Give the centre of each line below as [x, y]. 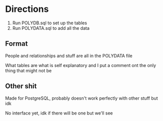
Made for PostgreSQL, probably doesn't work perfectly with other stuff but [81, 98]
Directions [27, 9]
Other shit [21, 86]
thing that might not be [29, 70]
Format [17, 44]
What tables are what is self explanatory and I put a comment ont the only [81, 65]
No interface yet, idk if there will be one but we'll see [59, 113]
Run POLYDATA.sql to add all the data [51, 28]
